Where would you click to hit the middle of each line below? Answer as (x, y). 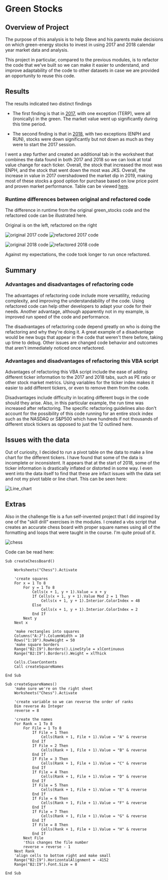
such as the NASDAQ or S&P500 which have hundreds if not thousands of (81, 419)
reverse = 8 (27, 710)
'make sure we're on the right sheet (54, 689)
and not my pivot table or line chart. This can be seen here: (66, 479)
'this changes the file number (56, 842)
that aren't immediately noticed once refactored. (55, 348)
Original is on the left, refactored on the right (51, 225)
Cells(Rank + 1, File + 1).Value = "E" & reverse (94, 790)
